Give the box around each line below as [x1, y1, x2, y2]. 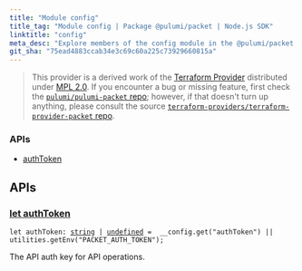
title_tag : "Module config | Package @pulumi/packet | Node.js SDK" [9, 22, 274, 31]
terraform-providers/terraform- [167, 102, 290, 111]
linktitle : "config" [9, 30, 88, 39]
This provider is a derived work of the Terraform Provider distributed [31, 72, 287, 82]
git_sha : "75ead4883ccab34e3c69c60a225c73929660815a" [9, 47, 218, 56]
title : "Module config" [9, 13, 100, 23]
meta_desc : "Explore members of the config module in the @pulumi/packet [9, 38, 295, 48]
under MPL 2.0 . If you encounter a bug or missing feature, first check [31, 82, 290, 92]
